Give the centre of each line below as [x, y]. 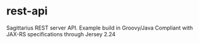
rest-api [27, 11]
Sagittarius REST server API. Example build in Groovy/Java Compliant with [99, 28]
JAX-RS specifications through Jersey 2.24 [61, 34]
